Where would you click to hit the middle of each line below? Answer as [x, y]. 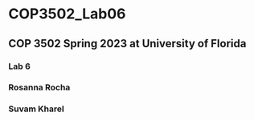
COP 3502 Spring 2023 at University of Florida [127, 44]
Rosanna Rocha [39, 87]
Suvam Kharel [36, 109]
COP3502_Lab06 [67, 14]
